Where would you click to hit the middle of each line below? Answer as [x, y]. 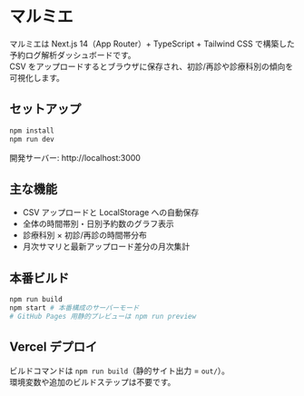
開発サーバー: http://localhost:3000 [75, 157]
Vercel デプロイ [54, 347]
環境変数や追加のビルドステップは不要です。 [93, 381]
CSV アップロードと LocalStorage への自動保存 [111, 213]
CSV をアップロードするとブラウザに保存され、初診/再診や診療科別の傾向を [151, 66]
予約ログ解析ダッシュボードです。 [73, 54]
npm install [32, 131]
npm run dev [32, 139]
